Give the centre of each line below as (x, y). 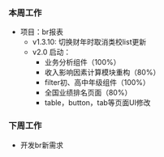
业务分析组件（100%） (82, 62)
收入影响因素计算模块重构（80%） (102, 72)
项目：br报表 (41, 32)
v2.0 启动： (52, 52)
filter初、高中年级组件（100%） (97, 83)
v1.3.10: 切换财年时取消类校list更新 (89, 42)
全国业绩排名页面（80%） (88, 93)
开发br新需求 (41, 145)
